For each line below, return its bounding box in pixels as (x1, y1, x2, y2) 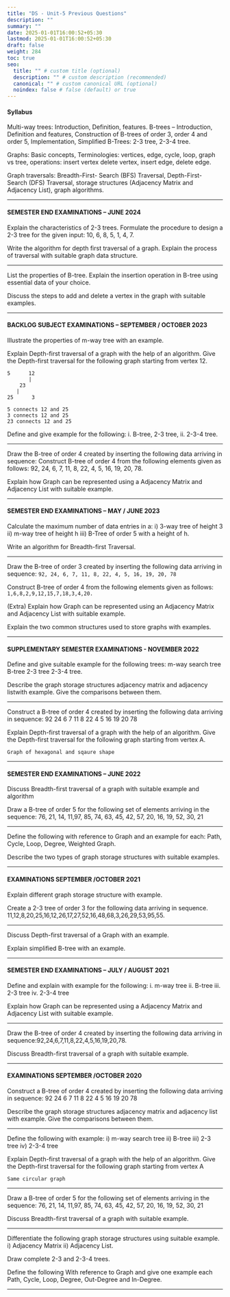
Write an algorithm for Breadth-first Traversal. (7, 542, 136, 550)
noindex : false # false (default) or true (13, 86, 136, 93)
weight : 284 (7, 49, 41, 56)
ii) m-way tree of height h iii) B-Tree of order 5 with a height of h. (7, 529, 190, 537)
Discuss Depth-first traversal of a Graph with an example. (7, 930, 170, 939)
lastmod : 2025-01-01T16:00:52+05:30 (7, 36, 112, 43)
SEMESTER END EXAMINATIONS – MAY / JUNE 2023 (7, 507, 160, 515)
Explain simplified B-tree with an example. (7, 944, 126, 952)
